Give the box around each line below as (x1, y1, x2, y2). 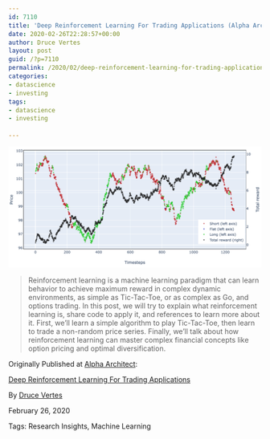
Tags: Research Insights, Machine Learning (8, 421, 151, 431)
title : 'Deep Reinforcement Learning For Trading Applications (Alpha (8, 21, 250, 30)
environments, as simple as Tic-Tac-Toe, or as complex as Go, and (27, 292, 249, 302)
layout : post (8, 47, 52, 55)
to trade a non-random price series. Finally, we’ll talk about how (27, 326, 239, 336)
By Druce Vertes (8, 390, 63, 400)
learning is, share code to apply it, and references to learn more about (27, 309, 260, 319)
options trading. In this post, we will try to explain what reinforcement (27, 301, 257, 311)
